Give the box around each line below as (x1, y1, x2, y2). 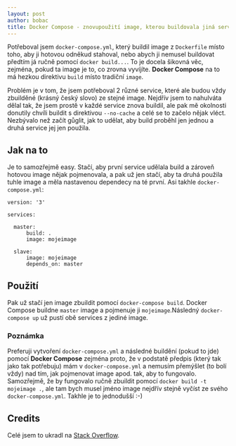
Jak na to (7, 144, 48, 156)
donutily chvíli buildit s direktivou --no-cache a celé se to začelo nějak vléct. (7, 109, 226, 117)
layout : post (7, 10, 46, 18)
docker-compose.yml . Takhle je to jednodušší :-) (7, 392, 143, 400)
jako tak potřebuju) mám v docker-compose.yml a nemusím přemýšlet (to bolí (7, 362, 227, 371)
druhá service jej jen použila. (7, 124, 91, 132)
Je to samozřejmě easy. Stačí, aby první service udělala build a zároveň (7, 163, 214, 171)
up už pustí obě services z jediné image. (32, 314, 149, 321)
